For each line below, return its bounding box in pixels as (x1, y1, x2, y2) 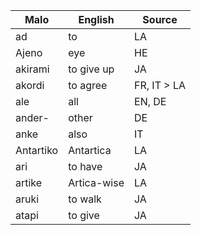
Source (142, 13, 178, 26)
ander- (15, 111, 50, 124)
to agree (68, 79, 108, 92)
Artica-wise (68, 176, 125, 189)
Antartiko (15, 144, 59, 157)
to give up (68, 62, 115, 76)
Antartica (68, 144, 112, 157)
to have (68, 160, 103, 173)
